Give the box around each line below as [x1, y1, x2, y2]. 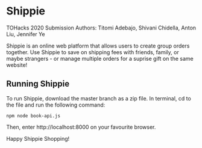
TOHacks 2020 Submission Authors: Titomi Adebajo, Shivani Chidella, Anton [6, 24, 197, 31]
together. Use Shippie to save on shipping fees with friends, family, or [6, 48, 179, 55]
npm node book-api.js [6, 113, 61, 119]
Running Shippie [6, 79, 70, 89]
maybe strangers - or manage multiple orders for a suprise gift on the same [6, 55, 194, 62]
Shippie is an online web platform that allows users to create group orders [6, 42, 190, 49]
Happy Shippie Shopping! [6, 135, 70, 142]
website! [6, 61, 28, 69]
